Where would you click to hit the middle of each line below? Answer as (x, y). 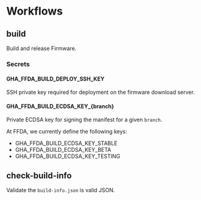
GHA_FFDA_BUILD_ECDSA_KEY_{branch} (60, 106)
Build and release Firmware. (41, 48)
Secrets (18, 64)
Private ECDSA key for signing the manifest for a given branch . (84, 120)
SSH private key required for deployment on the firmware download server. (100, 92)
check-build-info (39, 175)
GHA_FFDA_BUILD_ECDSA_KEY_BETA (63, 150)
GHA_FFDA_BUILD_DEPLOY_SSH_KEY (55, 79)
